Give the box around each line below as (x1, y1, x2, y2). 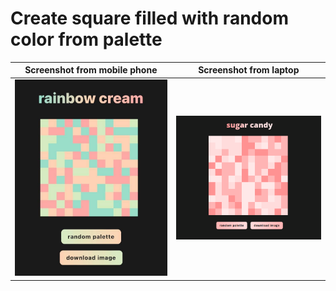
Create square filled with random (10, 7, 289, 30)
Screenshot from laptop (198, 64, 300, 76)
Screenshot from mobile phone (24, 64, 158, 76)
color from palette (10, 28, 163, 51)
